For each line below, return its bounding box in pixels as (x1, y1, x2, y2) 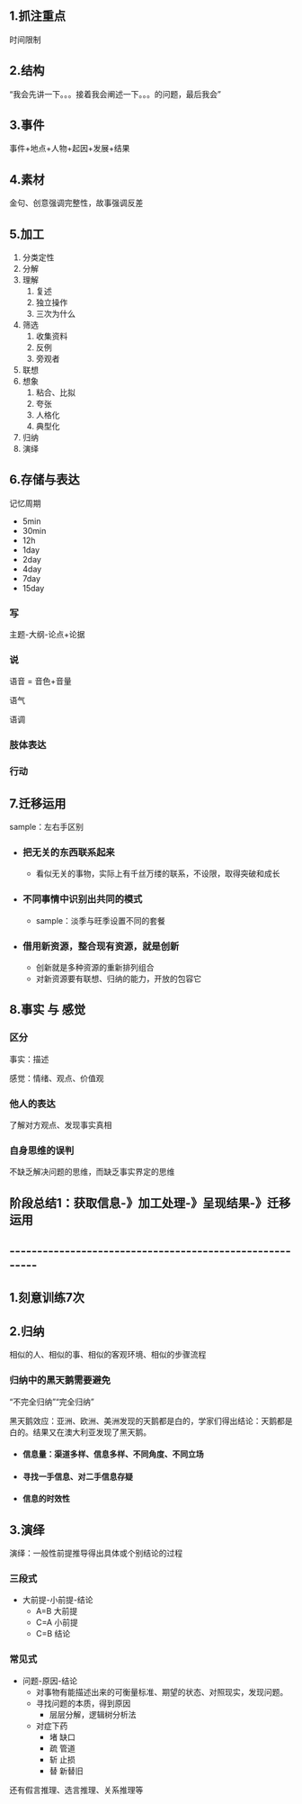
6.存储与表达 (9, 472, 81, 488)
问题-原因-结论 (22, 1675, 78, 1686)
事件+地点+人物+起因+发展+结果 (9, 143, 130, 154)
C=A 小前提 (35, 1617, 78, 1628)
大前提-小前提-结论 (22, 1594, 93, 1605)
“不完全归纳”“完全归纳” (9, 1396, 94, 1407)
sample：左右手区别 (9, 822, 84, 833)
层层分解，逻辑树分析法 (49, 1709, 137, 1719)
